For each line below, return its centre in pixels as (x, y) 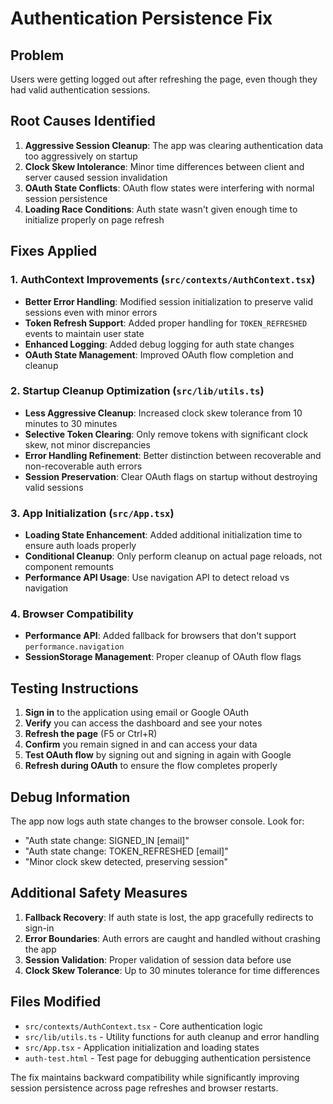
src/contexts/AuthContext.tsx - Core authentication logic (144, 1026)
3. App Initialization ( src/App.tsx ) (92, 513)
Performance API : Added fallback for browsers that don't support (160, 636)
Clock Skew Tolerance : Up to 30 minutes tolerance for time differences (172, 970)
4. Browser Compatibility (72, 614)
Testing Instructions (74, 688)
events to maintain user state (84, 333)
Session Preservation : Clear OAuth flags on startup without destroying (171, 476)
